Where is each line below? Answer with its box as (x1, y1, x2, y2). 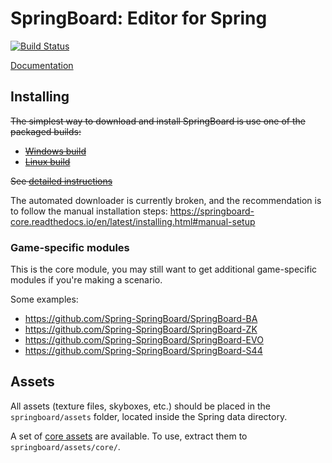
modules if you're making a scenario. (10, 274, 163, 286)
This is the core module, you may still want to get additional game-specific (10, 263, 318, 276)
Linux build (24, 155, 71, 167)
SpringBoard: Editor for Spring (10, 7, 268, 30)
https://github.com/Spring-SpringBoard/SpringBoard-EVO (24, 334, 264, 346)
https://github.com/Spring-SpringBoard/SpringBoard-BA (24, 313, 258, 325)
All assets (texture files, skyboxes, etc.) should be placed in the (10, 400, 271, 412)
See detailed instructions (10, 175, 113, 187)
